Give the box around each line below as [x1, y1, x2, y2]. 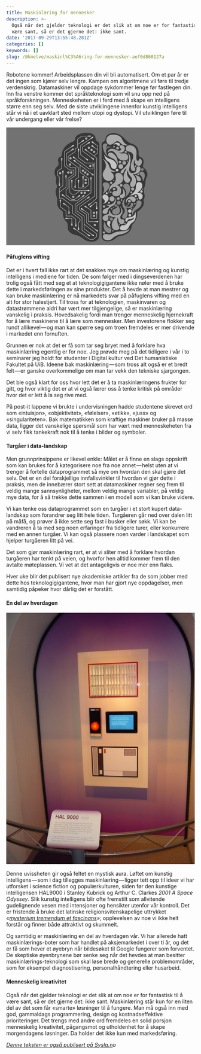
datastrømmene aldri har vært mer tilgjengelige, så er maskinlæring [6, 304, 172, 312]
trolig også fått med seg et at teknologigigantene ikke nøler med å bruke [6, 279, 184, 287]
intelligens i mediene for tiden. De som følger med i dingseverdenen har [6, 273, 183, 280]
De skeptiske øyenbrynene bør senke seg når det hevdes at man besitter [6, 952, 185, 959]
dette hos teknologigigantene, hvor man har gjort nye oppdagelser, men [6, 579, 184, 586]
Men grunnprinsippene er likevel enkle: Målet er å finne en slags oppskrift [6, 455, 188, 463]
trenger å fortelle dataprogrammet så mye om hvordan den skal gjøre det [6, 468, 186, 476]
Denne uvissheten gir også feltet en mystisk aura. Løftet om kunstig [6, 870, 173, 878]
